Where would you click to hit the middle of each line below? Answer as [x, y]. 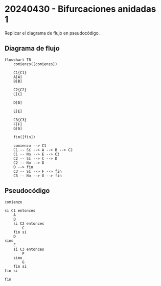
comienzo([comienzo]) [35, 64]
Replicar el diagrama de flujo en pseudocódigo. [52, 33]
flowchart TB [18, 60]
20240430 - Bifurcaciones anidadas [80, 9]
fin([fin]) [24, 137]
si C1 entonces [20, 210]
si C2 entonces [29, 223]
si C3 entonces [29, 249]
